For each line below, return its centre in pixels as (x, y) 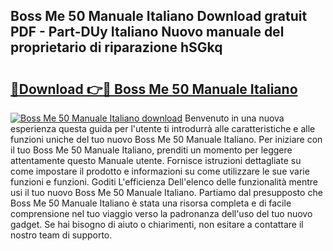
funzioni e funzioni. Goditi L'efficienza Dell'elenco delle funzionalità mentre (164, 182)
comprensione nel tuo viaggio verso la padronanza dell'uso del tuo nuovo (161, 213)
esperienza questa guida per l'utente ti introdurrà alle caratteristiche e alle (163, 128)
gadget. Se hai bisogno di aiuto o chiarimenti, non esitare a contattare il (157, 224)
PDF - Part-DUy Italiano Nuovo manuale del (147, 32)
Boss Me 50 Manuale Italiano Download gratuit (159, 16)
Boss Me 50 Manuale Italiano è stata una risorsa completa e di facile (151, 203)
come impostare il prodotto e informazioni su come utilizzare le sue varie (160, 171)
